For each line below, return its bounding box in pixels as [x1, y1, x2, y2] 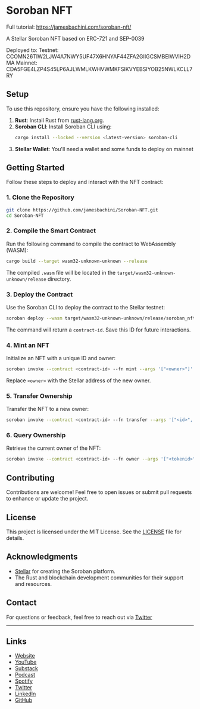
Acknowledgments [6, 552, 79, 562]
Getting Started [6, 162, 65, 173]
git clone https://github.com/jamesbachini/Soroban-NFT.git [6, 207, 159, 213]
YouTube [14, 658, 37, 666]
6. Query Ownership [6, 431, 66, 440]
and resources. [14, 580, 52, 587]
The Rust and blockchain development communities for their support [14, 574, 183, 581]
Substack [14, 665, 39, 672]
